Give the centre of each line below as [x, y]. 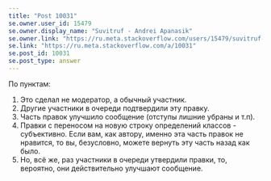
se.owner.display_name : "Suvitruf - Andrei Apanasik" [101, 31]
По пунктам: [29, 84]
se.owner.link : [34, 38]
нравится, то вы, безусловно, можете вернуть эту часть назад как [135, 142]
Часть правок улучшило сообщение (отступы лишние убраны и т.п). [138, 116]
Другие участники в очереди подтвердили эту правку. [115, 108]
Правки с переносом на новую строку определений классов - [128, 125]
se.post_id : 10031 [39, 53]
